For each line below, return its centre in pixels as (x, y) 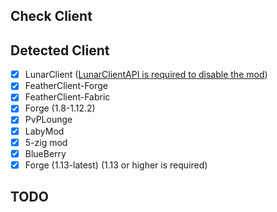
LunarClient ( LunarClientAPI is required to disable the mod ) (146, 75)
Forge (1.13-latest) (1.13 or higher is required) (116, 165)
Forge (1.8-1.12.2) (60, 108)
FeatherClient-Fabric (67, 97)
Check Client (51, 16)
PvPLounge (48, 120)
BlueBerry (45, 153)
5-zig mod (46, 142)
